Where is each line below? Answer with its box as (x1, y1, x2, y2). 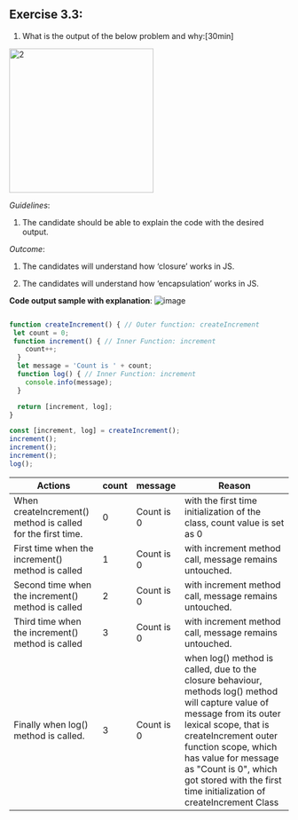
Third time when (13, 615, 82, 627)
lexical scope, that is (184, 718, 270, 730)
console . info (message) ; (25, 377, 114, 387)
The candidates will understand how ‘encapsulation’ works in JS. (21, 278, 260, 288)
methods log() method (184, 685, 278, 698)
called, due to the (184, 663, 257, 675)
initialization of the (184, 505, 262, 517)
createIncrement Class (184, 796, 279, 808)
